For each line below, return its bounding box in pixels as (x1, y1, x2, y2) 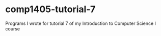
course (5, 25, 20, 31)
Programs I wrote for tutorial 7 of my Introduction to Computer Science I (5, 20, 156, 26)
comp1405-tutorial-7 (5, 4, 96, 15)
